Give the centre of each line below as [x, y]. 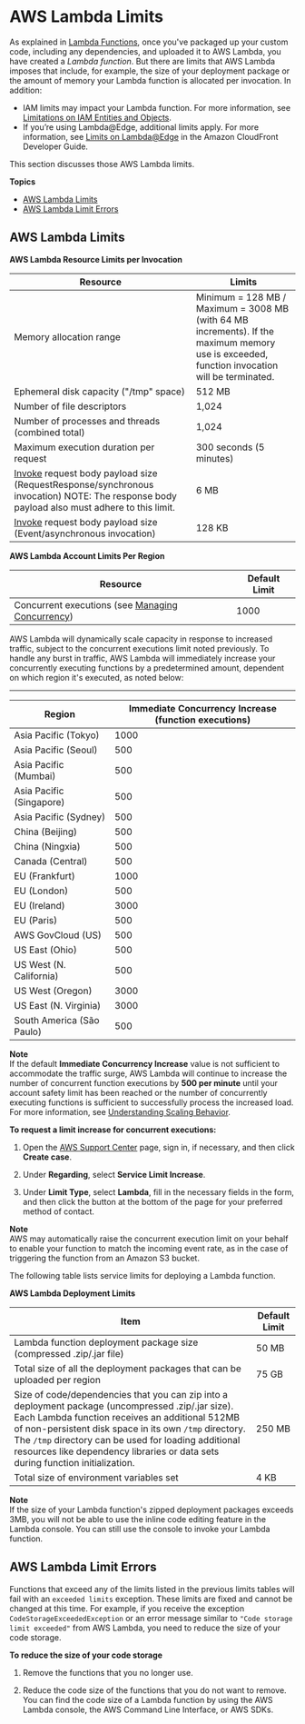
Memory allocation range [67, 336]
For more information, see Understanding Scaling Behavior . [120, 1111]
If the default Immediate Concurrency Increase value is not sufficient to [144, 1063]
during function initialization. [74, 1462]
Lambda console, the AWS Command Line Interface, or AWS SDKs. [148, 1709]
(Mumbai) [35, 776]
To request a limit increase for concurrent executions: [113, 1130]
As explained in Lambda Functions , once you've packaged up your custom [149, 42]
